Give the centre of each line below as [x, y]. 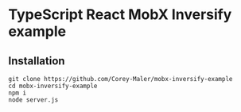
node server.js [33, 100]
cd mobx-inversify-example [53, 86]
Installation [37, 61]
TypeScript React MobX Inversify [120, 15]
